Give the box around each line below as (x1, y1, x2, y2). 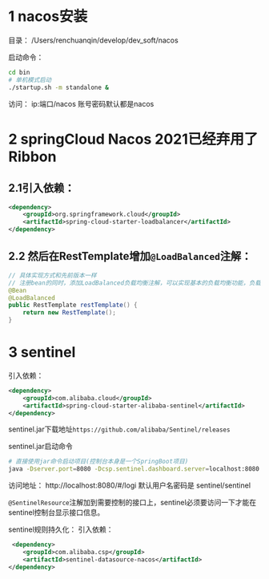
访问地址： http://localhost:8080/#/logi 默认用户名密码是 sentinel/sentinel (8, 480, 251, 490)
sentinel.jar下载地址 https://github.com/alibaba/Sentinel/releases (8, 424, 231, 434)
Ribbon (8, 148, 57, 165)
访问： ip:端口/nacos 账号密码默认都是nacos (8, 99, 155, 108)
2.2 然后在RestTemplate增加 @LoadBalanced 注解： (8, 249, 252, 263)
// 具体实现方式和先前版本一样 (8, 271, 98, 279)
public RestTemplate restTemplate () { (8, 302, 138, 310)
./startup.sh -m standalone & (8, 83, 110, 91)
